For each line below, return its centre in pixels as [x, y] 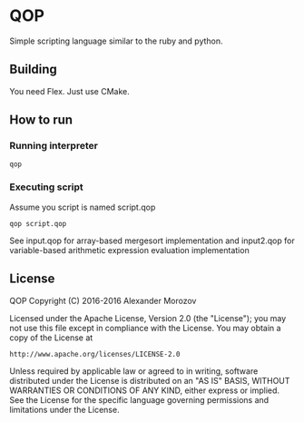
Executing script [46, 187]
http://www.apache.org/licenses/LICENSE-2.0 [95, 354]
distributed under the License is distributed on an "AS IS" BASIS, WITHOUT [150, 380]
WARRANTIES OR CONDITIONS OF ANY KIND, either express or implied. [144, 390]
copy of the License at [51, 338]
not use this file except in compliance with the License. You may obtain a [145, 328]
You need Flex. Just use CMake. [69, 91]
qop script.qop [38, 223]
